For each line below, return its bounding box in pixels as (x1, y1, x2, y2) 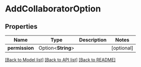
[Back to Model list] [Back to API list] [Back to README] (5, 57, 116, 63)
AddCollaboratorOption (5, 3, 101, 14)
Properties (5, 22, 38, 31)
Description (79, 37, 107, 43)
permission (7, 45, 34, 51)
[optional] (111, 45, 134, 51)
